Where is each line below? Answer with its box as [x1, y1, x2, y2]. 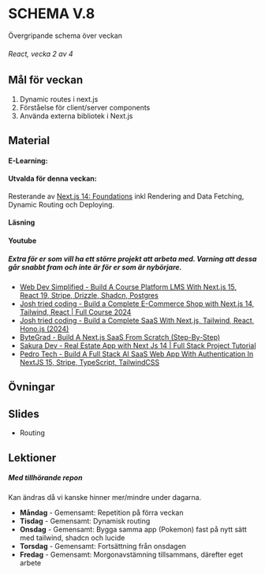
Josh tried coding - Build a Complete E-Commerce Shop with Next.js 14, [19, 299, 255, 308]
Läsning [8, 218, 35, 227]
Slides [8, 407, 39, 420]
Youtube [8, 236, 37, 245]
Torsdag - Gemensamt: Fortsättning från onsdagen [19, 542, 187, 551]
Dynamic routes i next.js [19, 94, 99, 103]
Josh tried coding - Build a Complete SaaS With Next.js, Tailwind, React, [19, 315, 255, 325]
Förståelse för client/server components [19, 102, 151, 112]
